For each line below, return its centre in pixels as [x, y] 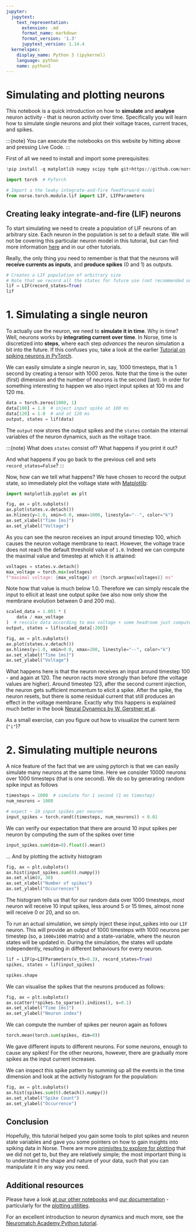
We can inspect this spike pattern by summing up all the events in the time [95, 1070]
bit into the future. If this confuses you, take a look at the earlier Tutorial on [96, 350]
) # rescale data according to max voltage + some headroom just [88, 623]
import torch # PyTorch [36, 180]
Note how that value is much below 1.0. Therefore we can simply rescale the [98, 589]
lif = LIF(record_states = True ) [44, 286]
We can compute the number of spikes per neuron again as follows [87, 1025]
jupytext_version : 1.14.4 [53, 44]
